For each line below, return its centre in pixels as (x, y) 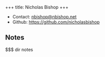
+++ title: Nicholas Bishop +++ (37, 7)
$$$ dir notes (19, 50)
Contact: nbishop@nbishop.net (44, 17)
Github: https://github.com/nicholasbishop (56, 22)
